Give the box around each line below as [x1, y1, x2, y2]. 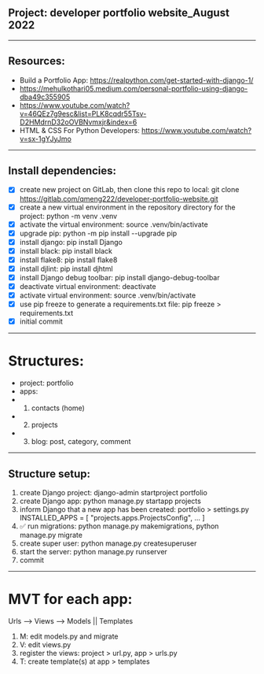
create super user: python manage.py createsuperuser [19, 539, 197, 548]
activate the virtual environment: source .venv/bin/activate [19, 220, 208, 229]
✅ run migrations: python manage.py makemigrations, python [19, 521, 219, 531]
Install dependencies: [8, 165, 116, 178]
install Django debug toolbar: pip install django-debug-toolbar [19, 272, 220, 282]
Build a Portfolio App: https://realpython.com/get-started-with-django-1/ [19, 75, 254, 85]
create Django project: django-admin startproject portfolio [19, 488, 208, 497]
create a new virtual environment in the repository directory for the [19, 202, 236, 212]
